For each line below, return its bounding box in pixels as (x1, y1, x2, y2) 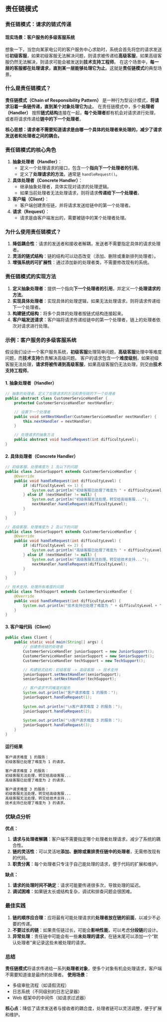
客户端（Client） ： (12, 196, 49, 202)
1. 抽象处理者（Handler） (5, 380, 57, 386)
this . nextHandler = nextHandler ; (23, 418, 92, 424)
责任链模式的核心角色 (5, 146, 56, 153)
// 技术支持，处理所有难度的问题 (5, 585, 64, 590)
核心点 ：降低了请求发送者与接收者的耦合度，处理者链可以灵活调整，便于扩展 (5, 1005, 162, 1011)
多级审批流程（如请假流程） (12, 982, 70, 988)
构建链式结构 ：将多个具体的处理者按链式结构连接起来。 (12, 310, 126, 316)
